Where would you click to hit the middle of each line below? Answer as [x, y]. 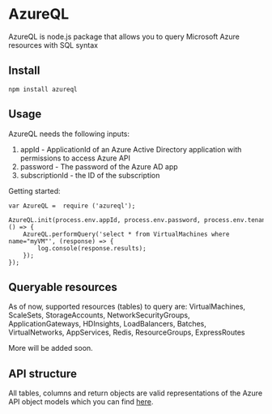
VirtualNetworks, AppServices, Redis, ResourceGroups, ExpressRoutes [127, 332]
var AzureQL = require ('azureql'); [72, 206]
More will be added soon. [51, 348]
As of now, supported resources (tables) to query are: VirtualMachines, [127, 307]
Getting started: [34, 190]
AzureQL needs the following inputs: [69, 134]
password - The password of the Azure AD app [99, 166]
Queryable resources [63, 287]
